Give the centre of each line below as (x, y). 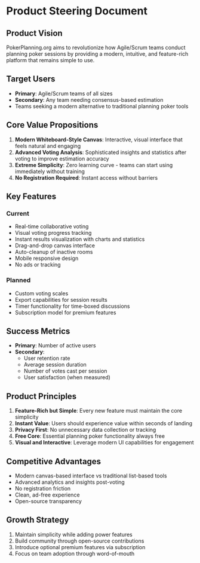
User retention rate (47, 358)
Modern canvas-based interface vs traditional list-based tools (91, 476)
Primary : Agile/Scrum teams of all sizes (64, 93)
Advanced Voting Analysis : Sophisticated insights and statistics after (101, 152)
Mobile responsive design (47, 258)
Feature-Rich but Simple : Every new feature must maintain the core (99, 411)
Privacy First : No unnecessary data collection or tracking (85, 430)
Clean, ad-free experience (47, 495)
